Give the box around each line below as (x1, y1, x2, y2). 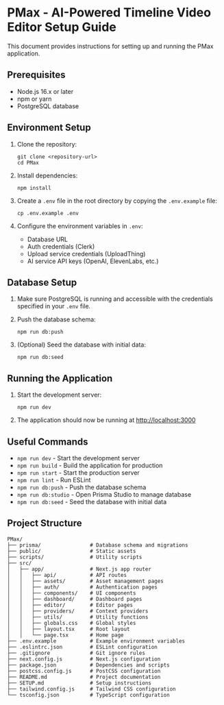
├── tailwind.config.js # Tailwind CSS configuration (7, 685, 176, 693)
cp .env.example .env (16, 210, 79, 217)
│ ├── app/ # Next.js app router (7, 565, 152, 573)
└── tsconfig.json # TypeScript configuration (7, 691, 170, 698)
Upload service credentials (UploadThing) (27, 249, 146, 258)
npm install (16, 184, 51, 191)
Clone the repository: (16, 140, 77, 148)
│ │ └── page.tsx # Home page (7, 632, 125, 639)
